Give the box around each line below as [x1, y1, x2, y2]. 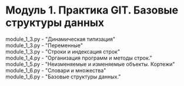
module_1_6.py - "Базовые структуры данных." [5, 73, 121, 80]
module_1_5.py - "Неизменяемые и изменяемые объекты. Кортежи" [5, 60, 175, 68]
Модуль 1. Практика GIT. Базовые [5, 4, 179, 17]
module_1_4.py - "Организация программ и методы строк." [5, 54, 152, 61]
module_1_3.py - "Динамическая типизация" [5, 35, 116, 42]
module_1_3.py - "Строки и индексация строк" [5, 48, 121, 55]
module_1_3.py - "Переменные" [5, 42, 83, 49]
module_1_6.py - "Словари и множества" [5, 67, 106, 74]
